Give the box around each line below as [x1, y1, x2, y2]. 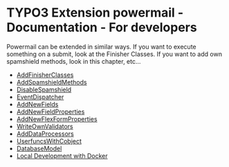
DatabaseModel [16, 144, 62, 152]
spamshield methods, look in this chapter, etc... [6, 57, 141, 65]
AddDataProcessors [16, 130, 74, 138]
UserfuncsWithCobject [16, 137, 82, 145]
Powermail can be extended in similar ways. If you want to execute [6, 42, 196, 51]
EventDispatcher [16, 92, 64, 101]
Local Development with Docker [16, 151, 108, 160]
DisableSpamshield [16, 85, 72, 94]
